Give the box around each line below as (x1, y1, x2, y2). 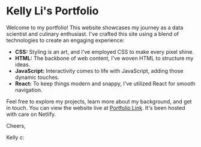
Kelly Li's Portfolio (6, 4, 99, 18)
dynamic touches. (14, 73, 60, 81)
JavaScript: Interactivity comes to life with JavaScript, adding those (14, 67, 184, 74)
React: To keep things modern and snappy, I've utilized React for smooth (14, 79, 196, 87)
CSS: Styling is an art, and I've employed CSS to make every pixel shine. (14, 48, 194, 55)
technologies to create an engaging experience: (6, 36, 125, 44)
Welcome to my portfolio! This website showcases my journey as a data (6, 24, 184, 31)
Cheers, (6, 122, 26, 129)
